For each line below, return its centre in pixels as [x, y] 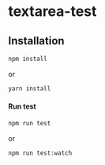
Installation [36, 41]
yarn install [30, 88]
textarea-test [52, 12]
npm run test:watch [40, 153]
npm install [28, 59]
